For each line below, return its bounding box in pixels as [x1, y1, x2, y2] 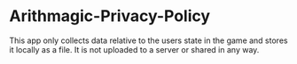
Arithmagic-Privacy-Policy [9, 6, 211, 26]
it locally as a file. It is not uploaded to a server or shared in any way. [9, 44, 260, 54]
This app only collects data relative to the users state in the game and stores [9, 35, 288, 46]
